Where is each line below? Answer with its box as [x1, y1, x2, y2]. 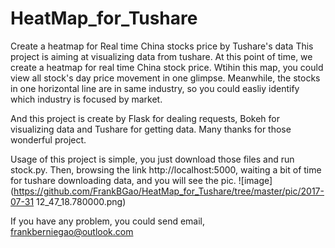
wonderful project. [10, 133, 87, 146]
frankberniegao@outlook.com [10, 225, 134, 237]
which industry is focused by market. [10, 93, 163, 105]
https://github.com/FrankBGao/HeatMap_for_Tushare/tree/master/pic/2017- [13, 185, 325, 197]
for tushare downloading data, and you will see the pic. [10, 174, 237, 186]
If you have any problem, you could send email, [10, 215, 206, 227]
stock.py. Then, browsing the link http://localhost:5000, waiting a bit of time [10, 163, 322, 176]
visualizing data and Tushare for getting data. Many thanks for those [10, 123, 292, 135]
